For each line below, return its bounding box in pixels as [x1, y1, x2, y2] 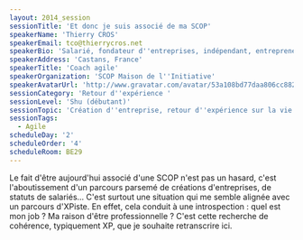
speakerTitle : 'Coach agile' [9, 64, 119, 73]
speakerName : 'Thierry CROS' [9, 30, 119, 39]
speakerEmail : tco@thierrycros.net [9, 38, 143, 48]
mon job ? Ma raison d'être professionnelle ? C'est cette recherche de [9, 210, 269, 221]
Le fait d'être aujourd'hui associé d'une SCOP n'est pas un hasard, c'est [9, 172, 277, 183]
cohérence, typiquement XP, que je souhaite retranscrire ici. [9, 220, 233, 231]
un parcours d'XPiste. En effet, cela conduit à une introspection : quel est [9, 200, 281, 212]
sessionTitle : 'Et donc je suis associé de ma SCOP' [9, 22, 212, 31]
